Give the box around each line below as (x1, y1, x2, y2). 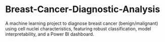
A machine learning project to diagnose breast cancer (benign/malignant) (5, 20, 158, 26)
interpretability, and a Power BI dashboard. (5, 31, 95, 37)
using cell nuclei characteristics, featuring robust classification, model (5, 25, 151, 31)
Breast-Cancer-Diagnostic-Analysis (5, 4, 160, 15)
